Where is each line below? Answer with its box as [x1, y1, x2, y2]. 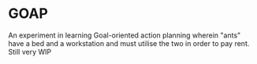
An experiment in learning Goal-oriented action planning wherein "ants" [8, 30, 241, 40]
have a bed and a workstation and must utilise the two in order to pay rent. [8, 38, 250, 48]
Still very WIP [8, 47, 52, 56]
